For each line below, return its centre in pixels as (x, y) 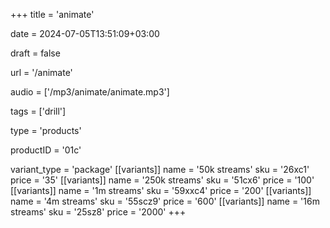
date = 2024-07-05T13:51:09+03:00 (85, 33)
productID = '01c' (46, 150)
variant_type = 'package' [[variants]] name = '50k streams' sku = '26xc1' (160, 169)
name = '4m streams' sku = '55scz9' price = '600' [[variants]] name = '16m (165, 201)
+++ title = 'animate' (52, 14)
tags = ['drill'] (38, 111)
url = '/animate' (41, 72)
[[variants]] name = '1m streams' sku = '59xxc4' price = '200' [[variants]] (161, 190)
